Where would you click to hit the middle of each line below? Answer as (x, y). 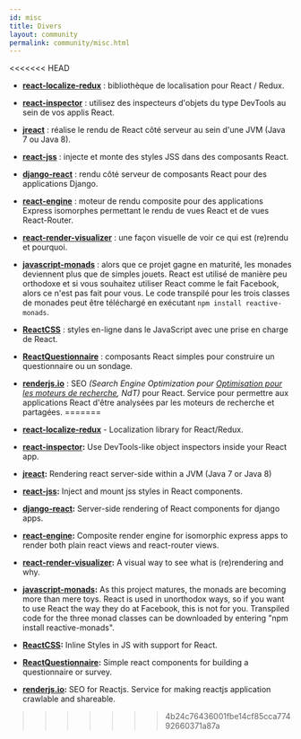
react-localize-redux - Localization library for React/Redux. (133, 430)
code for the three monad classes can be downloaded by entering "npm (155, 618)
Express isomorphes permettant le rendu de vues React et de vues (146, 211)
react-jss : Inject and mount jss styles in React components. (133, 491)
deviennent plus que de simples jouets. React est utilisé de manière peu (155, 274)
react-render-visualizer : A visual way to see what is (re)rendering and (153, 563)
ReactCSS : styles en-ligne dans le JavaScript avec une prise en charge (155, 330)
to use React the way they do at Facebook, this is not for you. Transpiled (155, 609)
